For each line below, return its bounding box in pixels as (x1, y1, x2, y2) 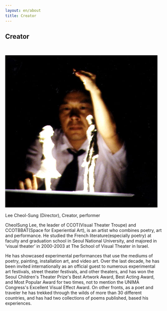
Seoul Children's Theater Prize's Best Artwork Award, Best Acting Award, (5, 274, 155, 280)
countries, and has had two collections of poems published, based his (5, 295, 149, 301)
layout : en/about (5, 8, 41, 13)
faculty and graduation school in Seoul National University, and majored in (5, 238, 157, 244)
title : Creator (5, 13, 37, 18)
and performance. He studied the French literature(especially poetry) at (5, 233, 152, 238)
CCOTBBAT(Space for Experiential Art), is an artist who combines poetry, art (5, 228, 162, 233)
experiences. (5, 301, 32, 307)
